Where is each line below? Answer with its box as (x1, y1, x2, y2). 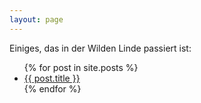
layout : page (9, 14, 64, 25)
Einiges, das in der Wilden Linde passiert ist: (9, 42, 192, 54)
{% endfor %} (23, 82, 82, 95)
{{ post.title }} (23, 72, 81, 84)
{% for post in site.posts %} (23, 61, 139, 73)
